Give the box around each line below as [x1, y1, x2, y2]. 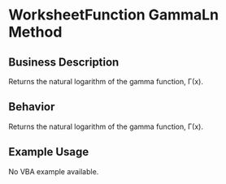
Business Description [8, 55, 120, 69]
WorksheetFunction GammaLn [8, 6, 219, 24]
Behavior [8, 100, 55, 114]
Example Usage [8, 145, 89, 159]
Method [8, 23, 63, 41]
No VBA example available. [8, 166, 99, 176]
